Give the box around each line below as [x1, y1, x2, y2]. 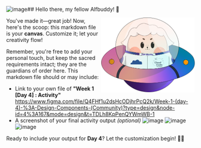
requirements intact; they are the [6, 61, 87, 68]
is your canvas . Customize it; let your [6, 30, 99, 37]
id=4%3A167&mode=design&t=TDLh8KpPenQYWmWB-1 [14, 111, 155, 117]
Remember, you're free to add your [6, 48, 93, 55]
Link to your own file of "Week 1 [14, 85, 95, 92]
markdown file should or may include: [6, 74, 99, 80]
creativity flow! [6, 37, 43, 43]
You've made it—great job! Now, [6, 17, 86, 24]
